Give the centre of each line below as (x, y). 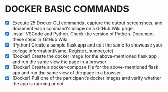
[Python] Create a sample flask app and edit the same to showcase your (87, 45)
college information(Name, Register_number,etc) (63, 51)
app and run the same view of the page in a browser (67, 73)
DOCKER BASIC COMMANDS (67, 9)
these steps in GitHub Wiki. (40, 40)
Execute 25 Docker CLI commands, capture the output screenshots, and (87, 23)
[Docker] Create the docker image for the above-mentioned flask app (85, 56)
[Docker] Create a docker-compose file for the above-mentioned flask (85, 67)
